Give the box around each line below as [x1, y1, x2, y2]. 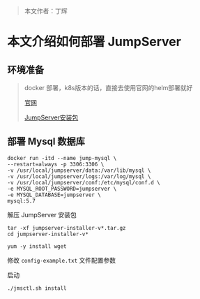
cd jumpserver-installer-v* [7, 231, 89, 238]
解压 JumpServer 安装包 [7, 210, 77, 219]
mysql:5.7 [7, 197, 36, 205]
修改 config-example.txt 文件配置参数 [7, 256, 116, 264]
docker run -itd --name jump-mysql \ [7, 154, 117, 161]
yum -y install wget [7, 242, 68, 250]
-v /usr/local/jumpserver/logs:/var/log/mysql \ [7, 173, 151, 180]
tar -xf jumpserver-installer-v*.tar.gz [7, 224, 127, 231]
